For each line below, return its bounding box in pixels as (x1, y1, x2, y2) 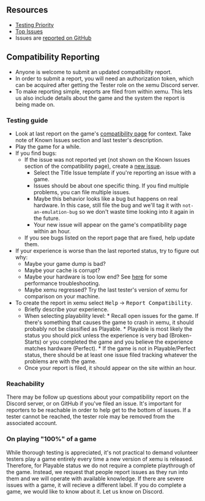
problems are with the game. (24, 358, 97, 365)
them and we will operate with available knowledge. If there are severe (6, 475, 184, 482)
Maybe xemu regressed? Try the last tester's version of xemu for (24, 286, 188, 293)
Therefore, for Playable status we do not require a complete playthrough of (6, 462, 195, 469)
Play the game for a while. (15, 143, 81, 150)
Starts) (24, 338, 42, 345)
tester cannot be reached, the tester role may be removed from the (6, 413, 175, 420)
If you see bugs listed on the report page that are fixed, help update (24, 234, 195, 241)
